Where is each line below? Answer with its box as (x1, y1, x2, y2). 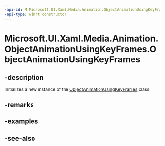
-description (4, 73, 44, 82)
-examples (4, 117, 38, 126)
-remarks (4, 100, 34, 109)
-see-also (4, 134, 35, 143)
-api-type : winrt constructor (4, 12, 67, 17)
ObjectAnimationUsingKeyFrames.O (4, 43, 157, 55)
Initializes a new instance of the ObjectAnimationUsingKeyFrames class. (4, 87, 151, 92)
